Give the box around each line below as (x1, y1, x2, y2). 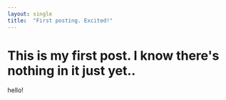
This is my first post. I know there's (7, 48, 220, 64)
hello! (7, 86, 24, 94)
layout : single (7, 10, 53, 18)
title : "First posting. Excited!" (7, 17, 113, 24)
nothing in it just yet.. (7, 62, 136, 79)
